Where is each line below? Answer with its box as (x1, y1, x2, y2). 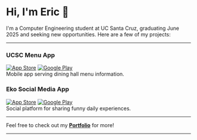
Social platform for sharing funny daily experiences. (6, 105, 131, 112)
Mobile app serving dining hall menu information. (6, 70, 124, 78)
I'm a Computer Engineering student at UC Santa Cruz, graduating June (6, 25, 180, 32)
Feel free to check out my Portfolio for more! (6, 121, 114, 128)
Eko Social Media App (6, 85, 69, 93)
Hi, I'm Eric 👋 (6, 5, 69, 19)
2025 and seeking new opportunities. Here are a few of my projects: (6, 30, 171, 37)
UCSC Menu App (6, 51, 55, 59)
